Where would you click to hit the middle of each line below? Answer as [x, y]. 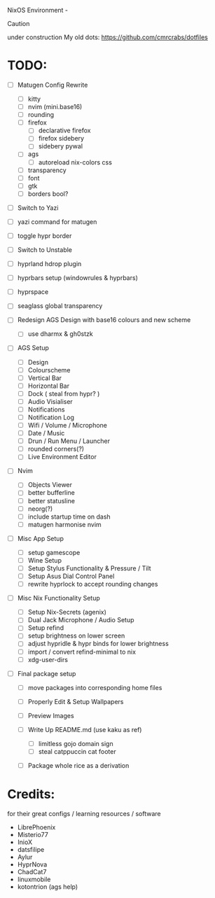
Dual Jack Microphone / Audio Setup [81, 620]
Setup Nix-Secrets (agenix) [67, 612]
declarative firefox [64, 131]
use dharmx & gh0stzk [60, 334]
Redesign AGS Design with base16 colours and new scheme [104, 320]
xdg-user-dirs [48, 659]
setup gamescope [54, 552]
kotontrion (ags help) [48, 887]
